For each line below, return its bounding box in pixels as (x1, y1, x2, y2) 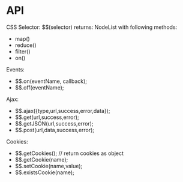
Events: (6, 65, 25, 73)
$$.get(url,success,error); (14, 114, 79, 121)
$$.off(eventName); (14, 83, 64, 91)
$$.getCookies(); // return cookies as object (14, 150, 124, 157)
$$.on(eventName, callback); (14, 77, 88, 85)
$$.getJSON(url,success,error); (14, 120, 94, 127)
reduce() (14, 41, 37, 49)
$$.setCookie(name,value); (14, 162, 83, 169)
